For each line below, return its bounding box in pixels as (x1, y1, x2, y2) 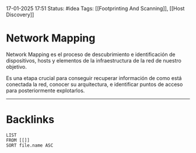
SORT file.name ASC (6, 142, 54, 148)
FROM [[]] (6, 137, 30, 143)
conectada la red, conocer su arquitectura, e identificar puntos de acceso (6, 81, 183, 88)
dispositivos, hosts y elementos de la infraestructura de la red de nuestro (6, 57, 182, 64)
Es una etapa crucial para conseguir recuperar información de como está (6, 74, 182, 81)
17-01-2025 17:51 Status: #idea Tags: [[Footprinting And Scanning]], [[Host (6, 5, 185, 12)
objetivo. (6, 63, 27, 70)
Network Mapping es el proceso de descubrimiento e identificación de (6, 51, 176, 58)
